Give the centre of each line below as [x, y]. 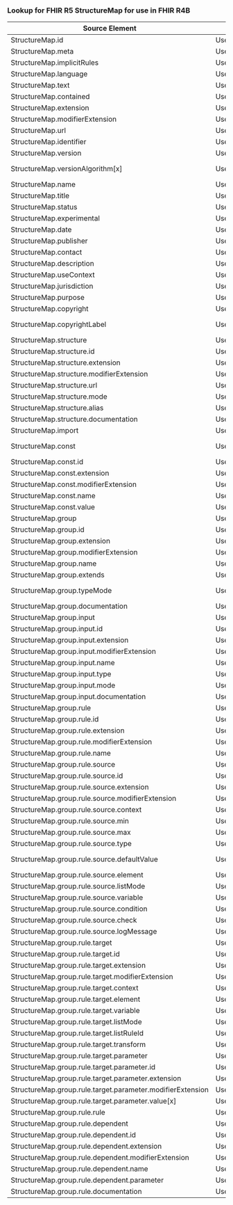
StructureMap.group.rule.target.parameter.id [83, 1067]
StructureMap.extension [50, 108]
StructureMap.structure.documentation [75, 420]
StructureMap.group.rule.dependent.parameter [87, 1180]
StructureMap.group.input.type [61, 674]
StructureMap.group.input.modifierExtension [83, 651]
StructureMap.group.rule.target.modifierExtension [92, 977]
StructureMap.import [45, 431]
